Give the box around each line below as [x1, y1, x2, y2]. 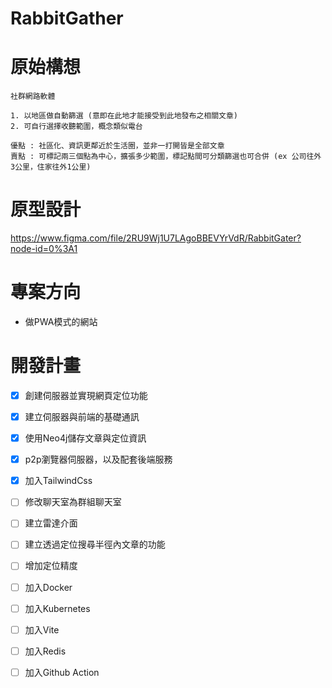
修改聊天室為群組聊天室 [24, 496, 122, 508]
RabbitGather [10, 7, 124, 30]
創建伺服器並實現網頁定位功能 [24, 389, 148, 401]
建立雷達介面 [24, 517, 78, 529]
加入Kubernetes [24, 602, 91, 614]
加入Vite [24, 623, 60, 636]
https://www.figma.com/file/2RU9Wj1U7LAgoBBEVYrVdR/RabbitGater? [10, 232, 302, 244]
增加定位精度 [24, 560, 78, 572]
